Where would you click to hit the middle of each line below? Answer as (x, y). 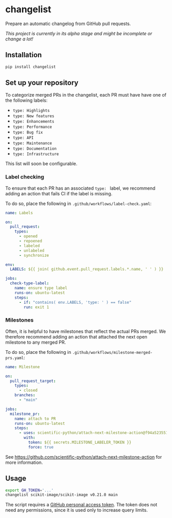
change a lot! (19, 39)
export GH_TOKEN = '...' (29, 490)
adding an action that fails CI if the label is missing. (59, 193)
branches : (25, 395)
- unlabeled (31, 251)
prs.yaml (15, 358)
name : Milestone (23, 367)
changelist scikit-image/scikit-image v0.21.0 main (61, 495)
